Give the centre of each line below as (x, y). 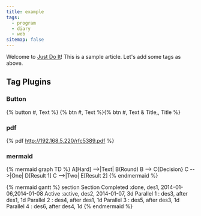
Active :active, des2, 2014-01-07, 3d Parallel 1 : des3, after (116, 194)
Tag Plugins (29, 82)
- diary (21, 28)
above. (15, 63)
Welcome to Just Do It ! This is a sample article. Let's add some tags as (94, 57)
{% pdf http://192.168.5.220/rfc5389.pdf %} (60, 140)
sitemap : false (25, 40)
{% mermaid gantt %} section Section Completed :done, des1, (83, 187)
